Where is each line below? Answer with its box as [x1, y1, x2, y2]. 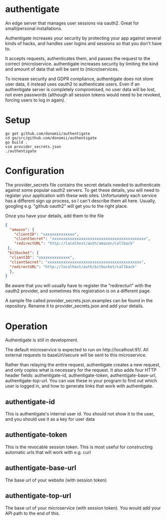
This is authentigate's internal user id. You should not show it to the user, [5, 411, 155, 417]
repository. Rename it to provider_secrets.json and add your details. [5, 303, 144, 309]
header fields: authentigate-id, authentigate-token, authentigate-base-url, [5, 372, 157, 378]
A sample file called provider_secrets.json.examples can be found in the [5, 298, 153, 304]
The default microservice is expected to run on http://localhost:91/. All [5, 347, 149, 353]
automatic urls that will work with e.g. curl [5, 449, 91, 455]
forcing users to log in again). [5, 97, 66, 103]
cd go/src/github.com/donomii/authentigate [5, 135, 97, 141]
